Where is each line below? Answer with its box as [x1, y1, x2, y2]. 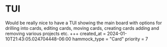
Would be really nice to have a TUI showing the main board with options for [5, 20, 162, 26]
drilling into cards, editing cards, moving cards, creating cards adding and [5, 25, 159, 31]
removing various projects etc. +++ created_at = [5, 30, 106, 36]
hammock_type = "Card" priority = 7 [72, 36, 148, 42]
